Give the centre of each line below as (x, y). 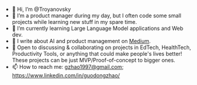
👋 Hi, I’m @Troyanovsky (41, 9)
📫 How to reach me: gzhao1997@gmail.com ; (68, 67)
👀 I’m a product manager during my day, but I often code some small (96, 16)
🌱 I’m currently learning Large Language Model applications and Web (98, 28)
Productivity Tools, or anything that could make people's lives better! (97, 54)
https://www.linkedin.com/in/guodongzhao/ (66, 75)
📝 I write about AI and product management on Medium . (81, 41)
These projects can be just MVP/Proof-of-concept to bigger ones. (93, 60)
